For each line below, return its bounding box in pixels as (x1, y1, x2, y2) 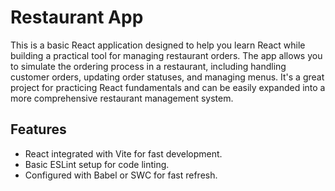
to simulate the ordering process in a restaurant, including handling (10, 60, 287, 72)
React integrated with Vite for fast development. (24, 147, 223, 160)
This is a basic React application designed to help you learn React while (10, 39, 306, 51)
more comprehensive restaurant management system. (10, 92, 234, 104)
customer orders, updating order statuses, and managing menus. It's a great (10, 71, 325, 83)
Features (10, 121, 67, 138)
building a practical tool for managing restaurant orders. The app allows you (10, 49, 323, 61)
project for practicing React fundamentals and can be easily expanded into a (10, 81, 326, 93)
